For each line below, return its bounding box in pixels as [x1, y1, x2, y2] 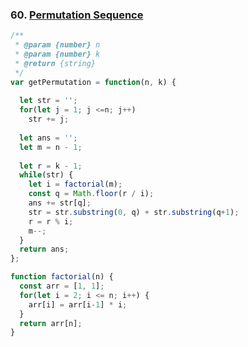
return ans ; [19, 244, 70, 255]
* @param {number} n [14, 40, 101, 50]
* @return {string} [14, 58, 97, 68]
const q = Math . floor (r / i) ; [28, 189, 155, 199]
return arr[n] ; [19, 318, 83, 328]
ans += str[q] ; [28, 198, 92, 208]
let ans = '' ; [19, 133, 78, 143]
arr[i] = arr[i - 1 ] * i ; [28, 299, 128, 310]
